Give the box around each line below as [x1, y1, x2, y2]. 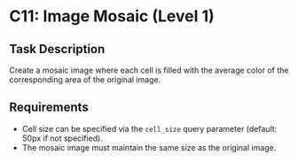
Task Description [9, 42, 106, 57]
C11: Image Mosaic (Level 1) [9, 6, 215, 27]
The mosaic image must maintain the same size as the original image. [21, 142, 277, 152]
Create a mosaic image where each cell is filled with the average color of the [9, 65, 289, 75]
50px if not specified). [21, 133, 104, 143]
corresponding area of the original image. [9, 74, 161, 85]
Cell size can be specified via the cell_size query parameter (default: [21, 123, 278, 134]
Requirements [9, 100, 89, 115]
